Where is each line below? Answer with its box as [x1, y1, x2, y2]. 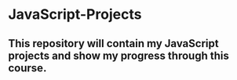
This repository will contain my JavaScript [8, 37, 219, 50]
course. [8, 61, 47, 75]
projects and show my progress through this [8, 49, 229, 62]
